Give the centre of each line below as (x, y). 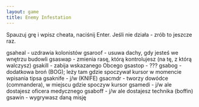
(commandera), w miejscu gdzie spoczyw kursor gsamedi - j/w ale (89, 84)
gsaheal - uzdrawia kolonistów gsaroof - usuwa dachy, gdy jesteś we (93, 52)
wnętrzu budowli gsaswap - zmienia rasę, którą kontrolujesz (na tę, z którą (99, 59)
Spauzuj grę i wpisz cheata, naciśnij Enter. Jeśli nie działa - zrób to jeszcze (99, 34)
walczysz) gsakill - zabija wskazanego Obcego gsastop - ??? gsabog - (94, 65)
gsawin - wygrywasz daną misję (46, 97)
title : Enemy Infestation (39, 17)
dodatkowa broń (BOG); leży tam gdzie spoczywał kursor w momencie (94, 72)
